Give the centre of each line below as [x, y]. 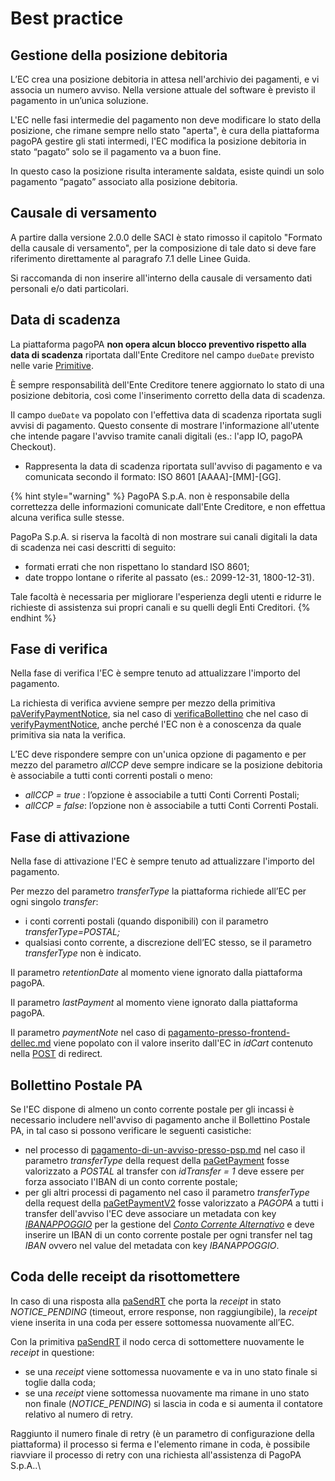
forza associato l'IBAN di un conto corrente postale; [131, 1182]
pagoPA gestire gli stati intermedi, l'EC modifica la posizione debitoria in [158, 141]
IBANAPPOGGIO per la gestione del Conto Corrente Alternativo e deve [169, 1224]
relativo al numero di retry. [79, 1414]
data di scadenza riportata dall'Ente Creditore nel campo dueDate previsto [162, 354]
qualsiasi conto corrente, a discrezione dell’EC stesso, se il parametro [168, 943]
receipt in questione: [52, 1352]
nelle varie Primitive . [52, 365]
